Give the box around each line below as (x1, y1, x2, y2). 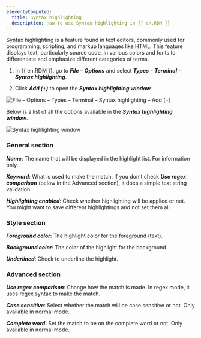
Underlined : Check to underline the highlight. (6, 255, 119, 262)
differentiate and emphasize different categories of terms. (6, 55, 149, 63)
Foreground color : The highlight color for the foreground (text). (6, 232, 163, 239)
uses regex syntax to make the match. (6, 290, 101, 297)
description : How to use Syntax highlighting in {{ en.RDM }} (11, 20, 170, 26)
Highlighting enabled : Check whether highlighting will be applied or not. (6, 197, 186, 204)
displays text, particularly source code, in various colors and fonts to (6, 49, 176, 56)
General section (6, 141, 54, 150)
